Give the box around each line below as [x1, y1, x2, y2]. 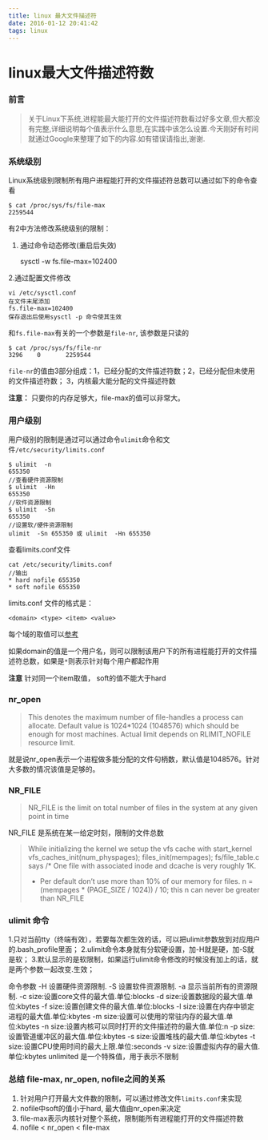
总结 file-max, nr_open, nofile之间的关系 [8, 1074, 166, 1085]
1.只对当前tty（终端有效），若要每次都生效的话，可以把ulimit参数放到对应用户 [8, 934, 261, 945]
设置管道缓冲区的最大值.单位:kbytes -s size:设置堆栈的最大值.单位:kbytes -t [8, 1032, 256, 1042]
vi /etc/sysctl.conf [8, 289, 78, 297]
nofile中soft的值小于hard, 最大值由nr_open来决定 [19, 1103, 182, 1113]
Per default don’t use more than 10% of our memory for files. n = [39, 877, 254, 886]
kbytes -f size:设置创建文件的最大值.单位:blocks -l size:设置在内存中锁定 [17, 1002, 254, 1011]
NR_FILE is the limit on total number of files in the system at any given [27, 803, 258, 813]
